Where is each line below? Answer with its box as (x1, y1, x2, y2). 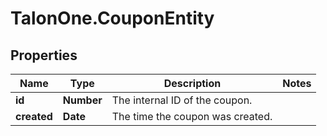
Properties (10, 47, 78, 64)
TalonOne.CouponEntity (10, 7, 215, 30)
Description (163, 77, 222, 90)
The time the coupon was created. (111, 110, 273, 123)
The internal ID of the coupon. (111, 93, 253, 107)
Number (62, 93, 103, 107)
